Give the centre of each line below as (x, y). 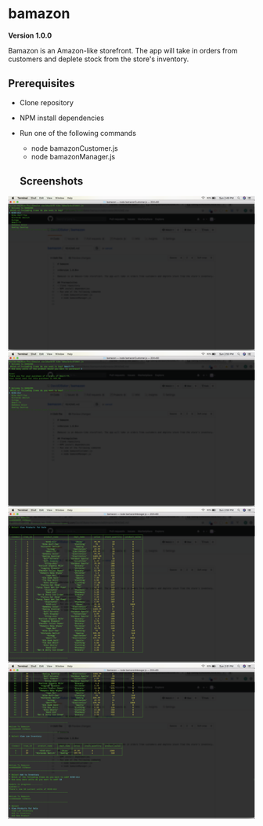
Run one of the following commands (78, 133)
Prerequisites (41, 84)
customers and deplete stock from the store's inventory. (99, 59)
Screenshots (51, 181)
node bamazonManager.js (73, 156)
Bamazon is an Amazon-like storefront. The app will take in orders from (123, 50)
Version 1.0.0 (30, 35)
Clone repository (47, 102)
